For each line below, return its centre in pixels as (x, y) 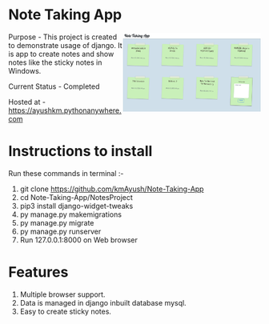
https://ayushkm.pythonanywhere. (65, 110)
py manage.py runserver (60, 231)
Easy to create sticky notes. (66, 311)
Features (38, 272)
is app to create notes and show (61, 54)
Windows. (25, 70)
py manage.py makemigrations (71, 214)
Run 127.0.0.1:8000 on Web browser (79, 240)
